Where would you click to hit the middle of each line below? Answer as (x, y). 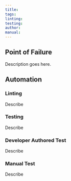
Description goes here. (28, 64)
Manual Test (20, 164)
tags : (11, 14)
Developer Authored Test (35, 140)
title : (12, 10)
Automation (24, 80)
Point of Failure (29, 52)
